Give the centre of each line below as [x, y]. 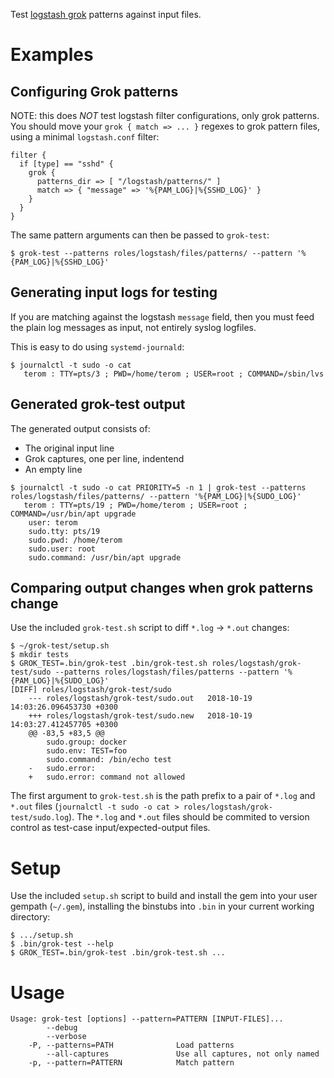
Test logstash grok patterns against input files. [106, 14]
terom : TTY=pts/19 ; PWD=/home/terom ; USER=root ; [135, 505]
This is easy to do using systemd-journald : [97, 346]
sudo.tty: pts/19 [64, 531]
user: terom [53, 522]
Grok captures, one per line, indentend [104, 458]
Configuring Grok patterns [94, 91]
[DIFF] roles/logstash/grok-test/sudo [91, 690]
